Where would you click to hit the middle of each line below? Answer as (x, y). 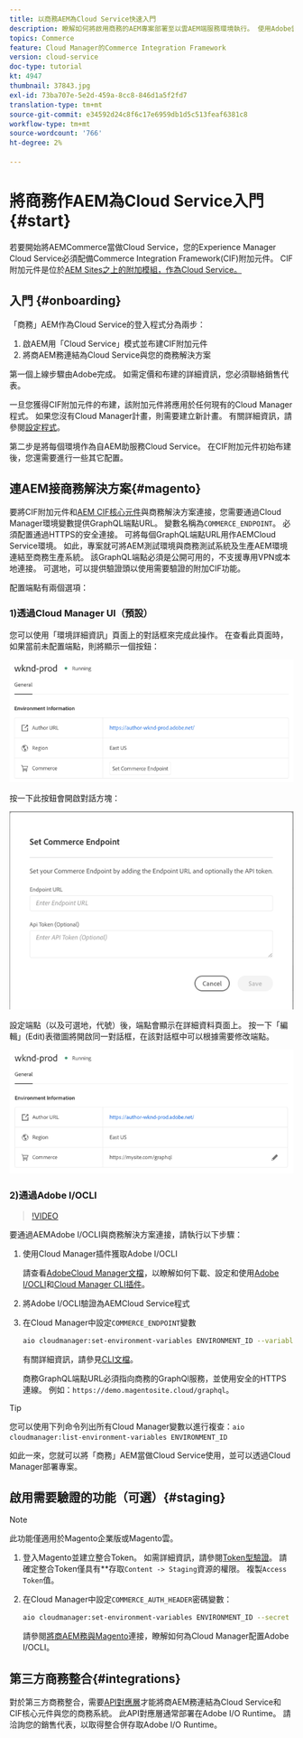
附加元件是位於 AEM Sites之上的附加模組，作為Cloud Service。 (125, 269)
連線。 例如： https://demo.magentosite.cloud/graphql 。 (128, 1389)
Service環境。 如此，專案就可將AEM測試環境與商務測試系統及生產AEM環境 (149, 546)
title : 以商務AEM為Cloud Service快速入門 (83, 19)
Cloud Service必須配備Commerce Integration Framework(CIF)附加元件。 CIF (151, 258)
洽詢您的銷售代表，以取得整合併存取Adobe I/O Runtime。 (116, 1724)
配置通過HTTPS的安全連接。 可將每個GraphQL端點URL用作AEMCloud (147, 535)
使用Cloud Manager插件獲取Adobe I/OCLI (100, 1253)
